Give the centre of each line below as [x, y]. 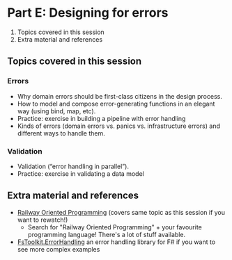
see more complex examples [59, 249]
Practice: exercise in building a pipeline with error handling [101, 118]
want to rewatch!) [42, 220]
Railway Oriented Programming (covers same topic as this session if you [121, 212]
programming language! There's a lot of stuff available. [107, 234]
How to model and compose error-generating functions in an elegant [116, 104]
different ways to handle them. [61, 133]
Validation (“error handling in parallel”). [73, 166]
